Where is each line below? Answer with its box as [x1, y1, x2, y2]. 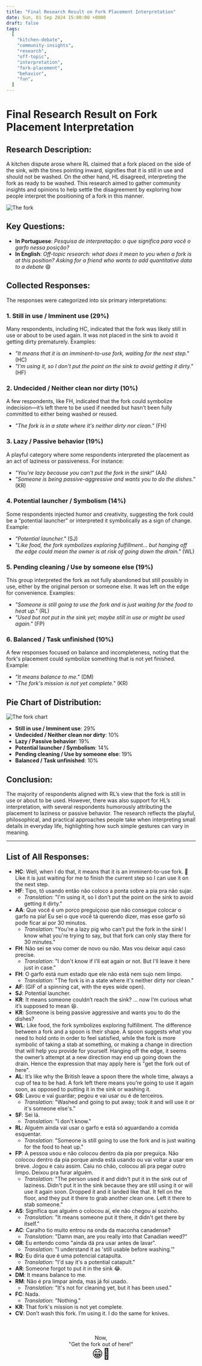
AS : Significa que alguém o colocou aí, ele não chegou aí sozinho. [14, 1207, 179, 1214]
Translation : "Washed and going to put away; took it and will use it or [23, 1098, 195, 1106]
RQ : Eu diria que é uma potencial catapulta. [14, 1252, 123, 1259]
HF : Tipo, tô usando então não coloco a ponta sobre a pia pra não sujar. [14, 887, 193, 894]
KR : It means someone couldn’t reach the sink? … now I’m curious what [14, 995, 192, 1003]
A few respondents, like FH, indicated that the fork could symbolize [6, 398, 173, 405]
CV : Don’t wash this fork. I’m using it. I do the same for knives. [14, 1309, 170, 1317]
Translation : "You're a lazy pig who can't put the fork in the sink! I [23, 926, 186, 933]
